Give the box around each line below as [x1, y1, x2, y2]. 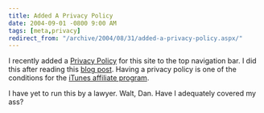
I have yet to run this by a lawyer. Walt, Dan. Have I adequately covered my [8, 89, 256, 99]
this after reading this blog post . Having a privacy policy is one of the [8, 65, 237, 75]
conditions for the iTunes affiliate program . [8, 73, 150, 83]
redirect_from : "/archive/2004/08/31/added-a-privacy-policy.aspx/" [8, 34, 243, 42]
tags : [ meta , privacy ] [8, 26, 81, 34]
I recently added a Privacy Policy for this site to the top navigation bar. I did [8, 56, 257, 66]
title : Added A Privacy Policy [8, 11, 113, 20]
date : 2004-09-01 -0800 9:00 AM [8, 19, 117, 27]
